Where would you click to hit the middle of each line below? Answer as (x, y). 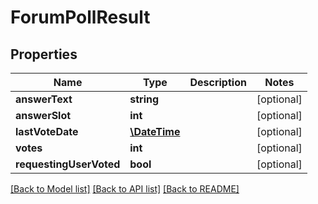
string (144, 99)
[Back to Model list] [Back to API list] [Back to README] (125, 189)
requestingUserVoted (68, 164)
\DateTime (155, 131)
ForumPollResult (80, 17)
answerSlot (43, 115)
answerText (44, 99)
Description (218, 82)
